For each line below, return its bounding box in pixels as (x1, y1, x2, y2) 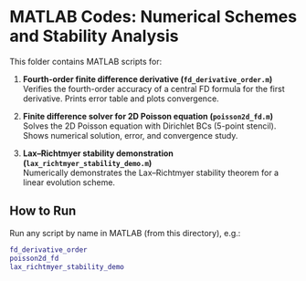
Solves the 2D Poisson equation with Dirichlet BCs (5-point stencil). (22, 120, 277, 131)
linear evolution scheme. (22, 176, 116, 188)
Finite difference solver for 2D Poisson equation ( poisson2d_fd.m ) (22, 110, 274, 121)
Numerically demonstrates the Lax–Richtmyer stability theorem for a (22, 167, 280, 178)
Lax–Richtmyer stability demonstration (22, 148, 174, 159)
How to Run (9, 203, 77, 219)
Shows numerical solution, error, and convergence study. (22, 130, 238, 140)
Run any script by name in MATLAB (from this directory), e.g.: (9, 227, 241, 238)
